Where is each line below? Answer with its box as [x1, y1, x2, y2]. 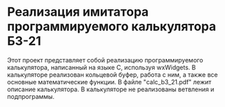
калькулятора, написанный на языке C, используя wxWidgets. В [7, 63, 196, 71]
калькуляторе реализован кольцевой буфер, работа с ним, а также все [7, 70, 219, 79]
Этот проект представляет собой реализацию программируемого [7, 56, 204, 64]
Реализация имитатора [7, 4, 149, 20]
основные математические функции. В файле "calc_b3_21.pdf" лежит [7, 78, 212, 86]
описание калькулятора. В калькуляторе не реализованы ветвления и [7, 85, 215, 93]
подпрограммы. [7, 92, 55, 100]
